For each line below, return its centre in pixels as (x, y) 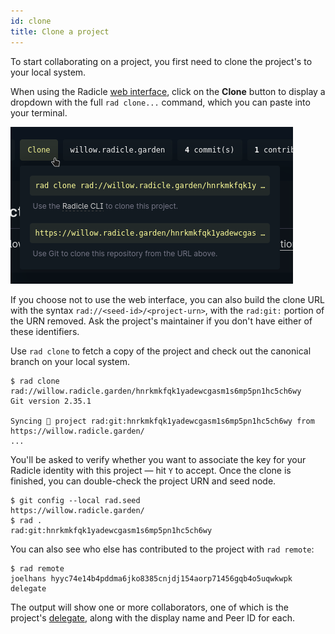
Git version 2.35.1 (51, 401)
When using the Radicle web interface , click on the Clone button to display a (168, 91)
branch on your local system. (70, 361)
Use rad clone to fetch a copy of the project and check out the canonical (161, 351)
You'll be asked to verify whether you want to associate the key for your (158, 459)
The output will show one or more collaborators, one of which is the (149, 607)
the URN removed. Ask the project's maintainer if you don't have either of (161, 321)
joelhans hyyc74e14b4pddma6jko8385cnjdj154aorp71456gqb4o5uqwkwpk (151, 578)
